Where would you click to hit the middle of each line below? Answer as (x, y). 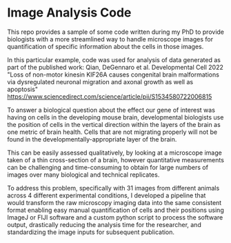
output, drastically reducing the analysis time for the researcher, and (104, 224)
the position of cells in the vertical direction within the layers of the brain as (114, 124)
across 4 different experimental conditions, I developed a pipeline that (107, 195)
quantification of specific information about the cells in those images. (106, 46)
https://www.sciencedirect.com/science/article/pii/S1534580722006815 (110, 96)
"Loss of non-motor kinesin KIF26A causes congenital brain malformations (113, 75)
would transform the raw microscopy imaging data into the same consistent (114, 202)
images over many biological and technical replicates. (83, 175)
